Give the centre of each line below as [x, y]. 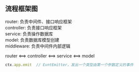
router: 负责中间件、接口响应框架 [39, 22]
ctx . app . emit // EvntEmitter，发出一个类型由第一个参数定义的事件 [69, 65]
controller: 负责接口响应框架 [33, 27]
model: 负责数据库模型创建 [32, 40]
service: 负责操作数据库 [29, 34]
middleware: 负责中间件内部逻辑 [38, 46]
